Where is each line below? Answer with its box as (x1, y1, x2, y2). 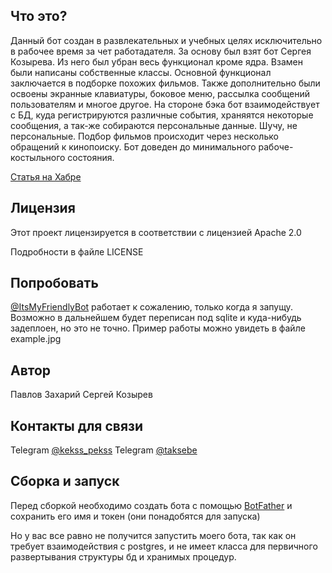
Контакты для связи (10, 417, 144, 434)
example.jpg (10, 333, 62, 345)
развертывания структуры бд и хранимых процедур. (10, 550, 237, 563)
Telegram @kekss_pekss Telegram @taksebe (10, 444, 198, 456)
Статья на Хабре (10, 170, 82, 183)
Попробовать (10, 275, 99, 292)
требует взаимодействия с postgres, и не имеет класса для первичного (10, 540, 318, 552)
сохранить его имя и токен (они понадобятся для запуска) (10, 510, 261, 522)
